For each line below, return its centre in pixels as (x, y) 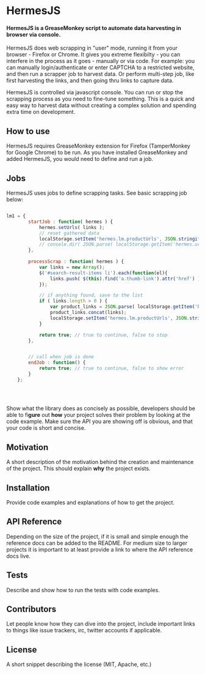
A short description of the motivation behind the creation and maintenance (100, 462)
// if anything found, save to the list (91, 295)
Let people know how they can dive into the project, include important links (101, 624)
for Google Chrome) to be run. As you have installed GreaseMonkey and (97, 152)
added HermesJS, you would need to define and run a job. (80, 159)
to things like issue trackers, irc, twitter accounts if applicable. (84, 631)
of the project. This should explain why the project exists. (78, 468)
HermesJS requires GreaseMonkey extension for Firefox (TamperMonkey (98, 146)
